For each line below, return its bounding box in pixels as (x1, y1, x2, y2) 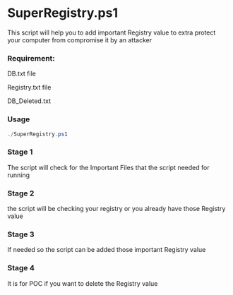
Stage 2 (7, 188, 35, 198)
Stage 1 (7, 147, 33, 157)
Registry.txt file (7, 83, 52, 92)
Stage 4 (7, 263, 35, 273)
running (7, 171, 30, 179)
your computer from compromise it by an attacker (7, 35, 153, 44)
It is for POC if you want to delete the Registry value (7, 279, 158, 287)
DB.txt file (7, 69, 37, 78)
